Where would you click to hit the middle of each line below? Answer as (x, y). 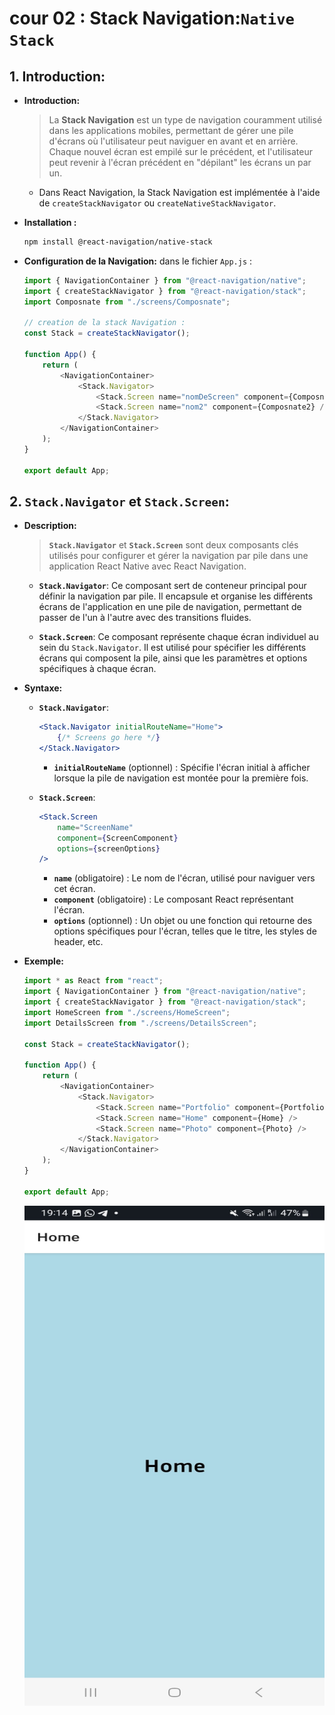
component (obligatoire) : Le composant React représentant (173, 899)
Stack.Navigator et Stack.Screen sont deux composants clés (173, 545)
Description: (50, 526)
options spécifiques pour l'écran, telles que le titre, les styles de (185, 931)
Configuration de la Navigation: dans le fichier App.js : (138, 261)
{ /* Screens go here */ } (109, 738)
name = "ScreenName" (95, 827)
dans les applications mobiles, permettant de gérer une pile (171, 130)
